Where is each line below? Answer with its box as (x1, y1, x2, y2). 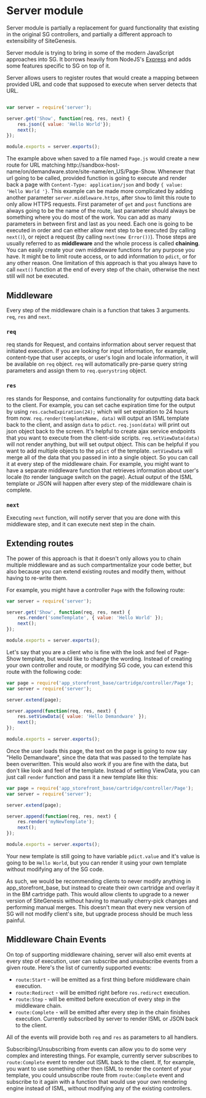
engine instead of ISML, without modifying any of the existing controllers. (6, 1084, 192, 1092)
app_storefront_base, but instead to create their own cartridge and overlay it (6, 883, 200, 891)
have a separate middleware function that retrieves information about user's (6, 467, 199, 474)
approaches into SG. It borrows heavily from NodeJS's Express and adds (6, 55, 192, 63)
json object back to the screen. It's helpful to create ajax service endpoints (6, 427, 196, 435)
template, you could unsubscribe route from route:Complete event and (6, 1071, 184, 1079)
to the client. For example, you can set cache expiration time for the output (6, 401, 196, 409)
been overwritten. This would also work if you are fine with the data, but (6, 760, 189, 767)
